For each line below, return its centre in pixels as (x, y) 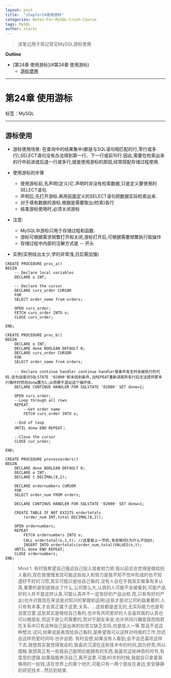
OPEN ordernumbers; (35, 526)
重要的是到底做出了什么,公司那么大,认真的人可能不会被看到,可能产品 (95, 587)
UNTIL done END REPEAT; (40, 549)
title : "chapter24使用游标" (35, 15)
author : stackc (21, 29)
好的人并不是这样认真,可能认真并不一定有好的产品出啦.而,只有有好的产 (91, 593)
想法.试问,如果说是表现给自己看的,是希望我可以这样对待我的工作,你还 (94, 632)
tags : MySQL (18, 24)
